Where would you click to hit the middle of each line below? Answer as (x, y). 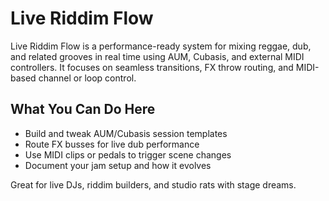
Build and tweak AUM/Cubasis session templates (126, 133)
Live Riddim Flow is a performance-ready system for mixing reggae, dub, (161, 46)
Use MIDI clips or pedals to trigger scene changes (128, 154)
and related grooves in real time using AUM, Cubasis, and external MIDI (157, 56)
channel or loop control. (87, 78)
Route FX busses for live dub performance (112, 144)
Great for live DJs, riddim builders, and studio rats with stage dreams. (153, 184)
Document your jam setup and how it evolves (118, 165)
